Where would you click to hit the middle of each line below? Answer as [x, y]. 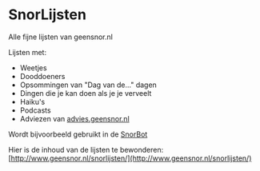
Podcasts [35, 110]
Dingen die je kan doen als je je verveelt [86, 93]
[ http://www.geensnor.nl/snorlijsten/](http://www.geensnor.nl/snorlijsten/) [130, 158]
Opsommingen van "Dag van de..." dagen [88, 85]
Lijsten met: [27, 52]
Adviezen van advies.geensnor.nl [74, 118]
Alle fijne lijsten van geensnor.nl [61, 37]
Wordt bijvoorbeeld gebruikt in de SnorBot [78, 134]
